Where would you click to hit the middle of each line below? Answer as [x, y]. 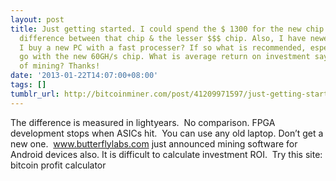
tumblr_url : [35, 94]
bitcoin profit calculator [58, 165]
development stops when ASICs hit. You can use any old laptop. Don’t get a [167, 133]
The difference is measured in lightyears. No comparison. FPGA [143, 122]
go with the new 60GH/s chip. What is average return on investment [165, 57]
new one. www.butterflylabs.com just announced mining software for [154, 143]
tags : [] [28, 85]
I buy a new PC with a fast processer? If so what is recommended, [163, 47]
